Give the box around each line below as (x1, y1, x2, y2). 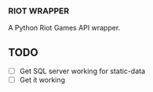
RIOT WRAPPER (8, 5, 70, 16)
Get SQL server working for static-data (19, 66, 146, 76)
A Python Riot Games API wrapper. (8, 23, 121, 33)
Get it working (19, 76, 65, 85)
